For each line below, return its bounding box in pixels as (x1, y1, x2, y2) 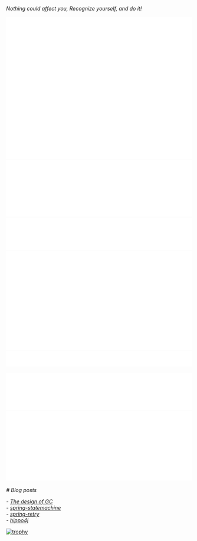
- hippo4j (6, 517, 29, 524)
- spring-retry (6, 510, 40, 518)
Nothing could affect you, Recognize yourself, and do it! (6, 5, 142, 12)
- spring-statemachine (6, 504, 61, 512)
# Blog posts (6, 487, 37, 494)
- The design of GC (6, 498, 53, 505)
